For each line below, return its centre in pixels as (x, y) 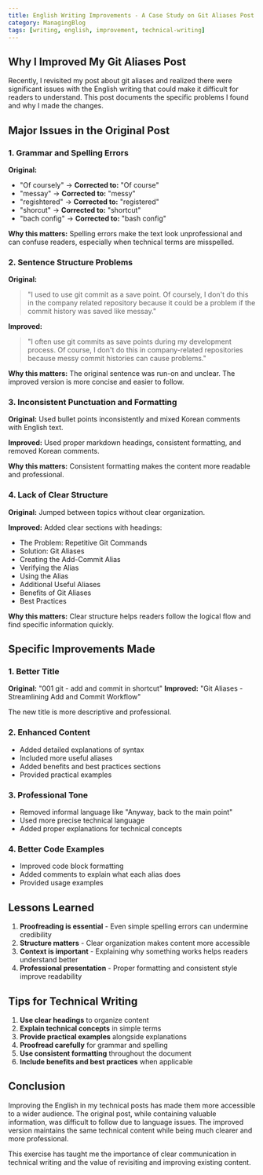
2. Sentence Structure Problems (71, 262)
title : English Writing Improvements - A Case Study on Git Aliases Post (131, 15)
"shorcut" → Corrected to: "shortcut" (80, 210)
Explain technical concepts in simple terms (90, 1028)
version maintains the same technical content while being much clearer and (130, 1130)
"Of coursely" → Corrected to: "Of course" (89, 184)
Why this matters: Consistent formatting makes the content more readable (130, 466)
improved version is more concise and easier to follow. (96, 382)
